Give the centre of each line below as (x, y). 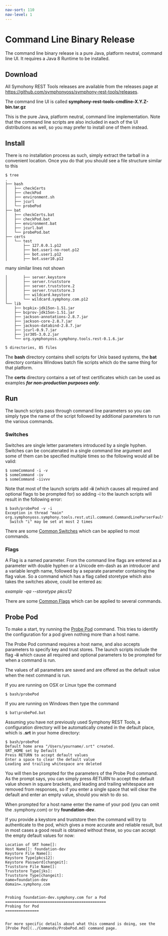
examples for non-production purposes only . (52, 383)
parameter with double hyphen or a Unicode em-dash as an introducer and (82, 566)
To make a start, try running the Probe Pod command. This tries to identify (82, 629)
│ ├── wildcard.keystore (38, 295)
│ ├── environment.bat (31, 224)
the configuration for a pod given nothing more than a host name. (72, 634)
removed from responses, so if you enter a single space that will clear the (81, 789)
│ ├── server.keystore (35, 277)
